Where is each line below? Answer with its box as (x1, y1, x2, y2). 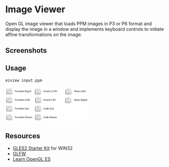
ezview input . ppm (5, 78, 43, 83)
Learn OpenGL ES (12, 156, 51, 162)
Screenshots (5, 46, 47, 55)
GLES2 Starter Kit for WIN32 (12, 145, 73, 152)
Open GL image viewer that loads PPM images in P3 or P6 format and (5, 20, 152, 27)
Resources (5, 132, 40, 140)
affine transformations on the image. (5, 31, 82, 37)
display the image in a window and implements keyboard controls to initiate (5, 26, 164, 32)
